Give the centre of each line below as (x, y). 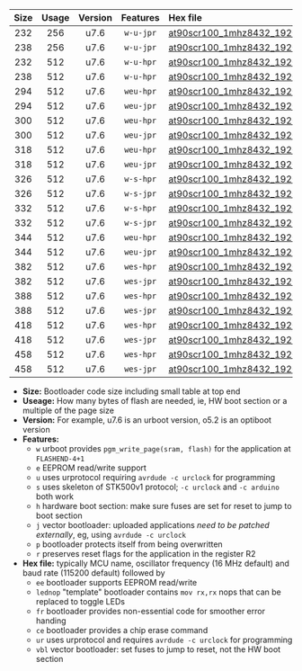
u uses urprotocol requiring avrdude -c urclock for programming (155, 477)
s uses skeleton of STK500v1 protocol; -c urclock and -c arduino (158, 487)
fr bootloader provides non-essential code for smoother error (150, 611)
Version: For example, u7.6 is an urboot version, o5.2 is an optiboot (147, 420)
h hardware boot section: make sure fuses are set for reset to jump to (164, 506)
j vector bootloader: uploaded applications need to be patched (152, 525)
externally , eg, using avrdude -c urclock (111, 535)
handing (51, 621)
